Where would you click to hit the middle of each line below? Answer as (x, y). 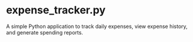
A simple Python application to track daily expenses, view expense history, (97, 26)
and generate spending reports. (45, 32)
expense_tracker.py (56, 10)
